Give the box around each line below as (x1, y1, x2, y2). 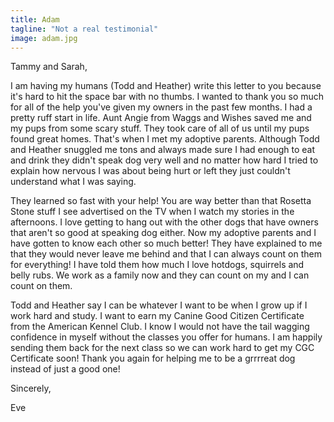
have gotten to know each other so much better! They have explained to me (10, 237, 323, 250)
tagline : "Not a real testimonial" (10, 24, 159, 34)
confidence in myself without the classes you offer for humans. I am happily (10, 331, 323, 343)
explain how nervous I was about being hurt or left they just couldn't (10, 165, 291, 177)
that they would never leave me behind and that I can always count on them (10, 248, 322, 260)
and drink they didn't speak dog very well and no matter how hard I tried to (10, 154, 319, 166)
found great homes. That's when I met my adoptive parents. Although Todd (10, 133, 320, 145)
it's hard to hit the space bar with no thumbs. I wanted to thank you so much (10, 91, 325, 103)
